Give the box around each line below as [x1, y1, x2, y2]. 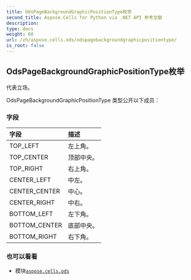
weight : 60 [6, 31, 34, 37]
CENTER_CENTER [9, 187, 60, 195]
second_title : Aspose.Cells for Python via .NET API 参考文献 [6, 15, 163, 21]
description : [6, 20, 39, 26]
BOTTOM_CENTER [9, 221, 62, 229]
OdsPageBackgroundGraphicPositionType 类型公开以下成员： [6, 96, 160, 103]
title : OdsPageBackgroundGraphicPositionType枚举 [6, 8, 132, 15]
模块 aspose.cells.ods [15, 267, 70, 275]
